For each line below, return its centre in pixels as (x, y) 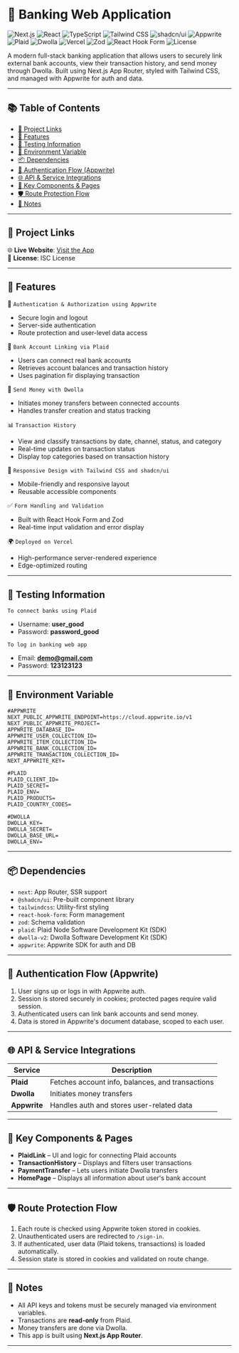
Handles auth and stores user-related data (121, 1105)
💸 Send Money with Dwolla (46, 389)
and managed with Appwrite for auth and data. (76, 78)
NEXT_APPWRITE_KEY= (36, 761)
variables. (32, 1312)
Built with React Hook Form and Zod (70, 520)
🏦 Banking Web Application (90, 15)
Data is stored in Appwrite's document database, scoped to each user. (121, 1021)
